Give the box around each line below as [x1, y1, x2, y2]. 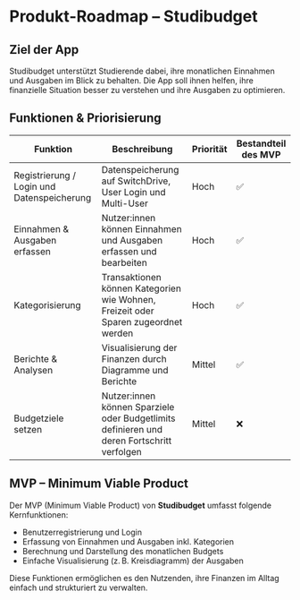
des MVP [241, 148, 281, 160]
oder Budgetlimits [101, 412, 176, 424]
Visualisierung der [101, 341, 178, 354]
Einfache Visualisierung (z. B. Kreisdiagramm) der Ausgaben [21, 555, 244, 566]
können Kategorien [101, 282, 181, 295]
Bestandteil [236, 137, 287, 150]
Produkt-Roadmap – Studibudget [9, 6, 258, 27]
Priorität [191, 142, 228, 155]
